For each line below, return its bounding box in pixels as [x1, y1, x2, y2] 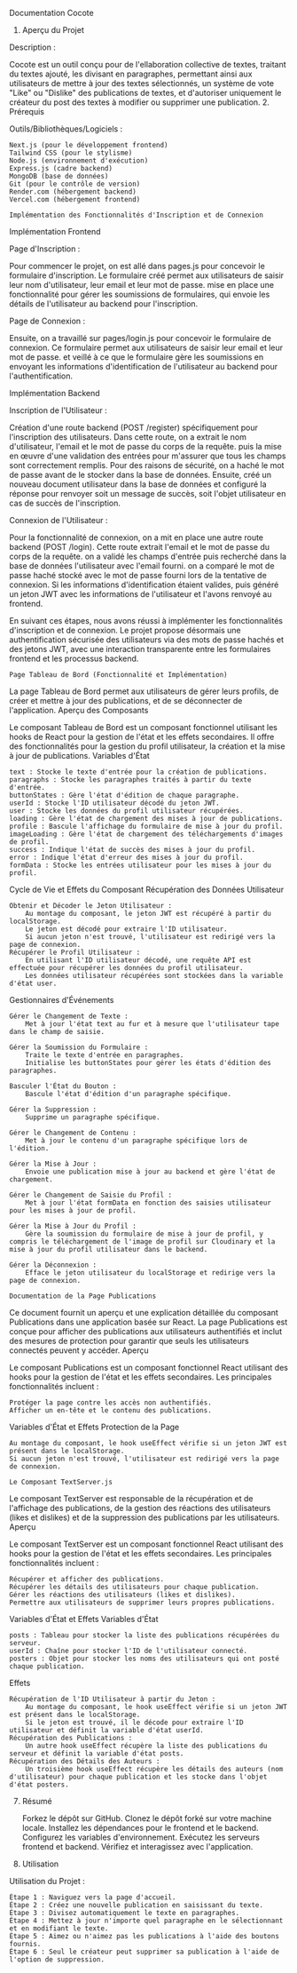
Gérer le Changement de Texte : [9, 1012, 129, 1021]
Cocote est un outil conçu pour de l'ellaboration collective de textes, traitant [9, 60, 286, 69]
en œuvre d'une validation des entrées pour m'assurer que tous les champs [9, 450, 286, 461]
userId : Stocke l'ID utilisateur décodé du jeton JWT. [9, 799, 220, 807]
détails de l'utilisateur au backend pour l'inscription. [9, 298, 199, 309]
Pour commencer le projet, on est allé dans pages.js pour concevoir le [9, 261, 266, 271]
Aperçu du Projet [21, 25, 84, 35]
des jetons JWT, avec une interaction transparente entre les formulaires [9, 644, 271, 654]
